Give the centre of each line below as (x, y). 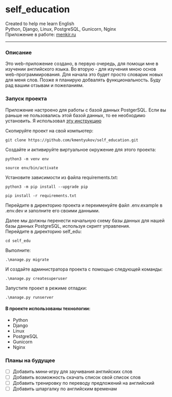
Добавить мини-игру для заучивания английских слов (72, 371)
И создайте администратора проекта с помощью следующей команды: (84, 269)
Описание (19, 52)
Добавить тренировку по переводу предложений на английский (83, 383)
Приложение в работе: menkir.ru (41, 34)
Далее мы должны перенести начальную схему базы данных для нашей (85, 220)
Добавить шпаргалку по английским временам (65, 389)
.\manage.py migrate (27, 259)
